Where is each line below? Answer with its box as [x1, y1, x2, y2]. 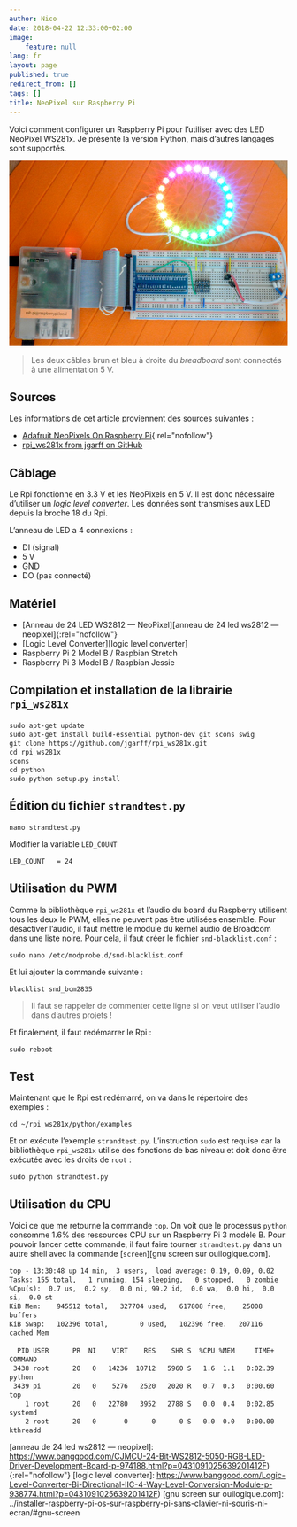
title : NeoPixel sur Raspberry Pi [9, 98, 137, 107]
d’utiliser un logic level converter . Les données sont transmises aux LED [9, 499, 271, 509]
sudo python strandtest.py [9, 1173, 109, 1182]
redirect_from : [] [9, 80, 77, 89]
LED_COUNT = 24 [9, 857, 73, 865]
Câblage [9, 465, 57, 480]
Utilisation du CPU [9, 1197, 112, 1212]
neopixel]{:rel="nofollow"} [21, 629, 118, 639]
